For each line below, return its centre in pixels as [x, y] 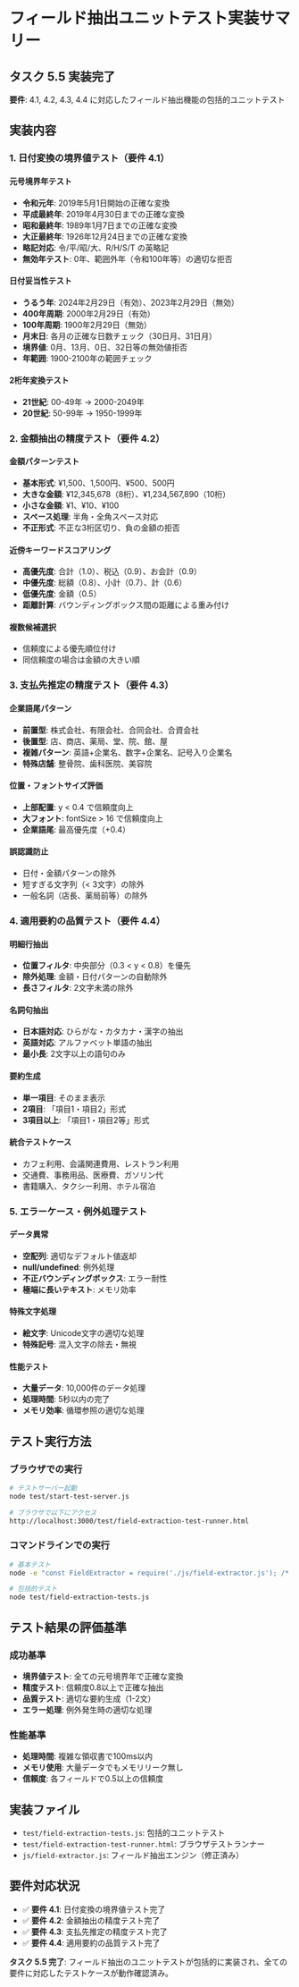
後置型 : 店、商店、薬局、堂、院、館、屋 [95, 741]
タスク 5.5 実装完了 [62, 76]
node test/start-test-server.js [69, 1496]
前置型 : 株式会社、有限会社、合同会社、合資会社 [110, 730]
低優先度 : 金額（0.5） [62, 594]
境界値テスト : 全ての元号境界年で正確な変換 [103, 1676]
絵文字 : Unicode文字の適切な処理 [83, 1333]
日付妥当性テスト [41, 281]
